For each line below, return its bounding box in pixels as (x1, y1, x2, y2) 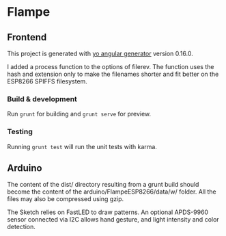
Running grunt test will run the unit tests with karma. (7, 142, 157, 150)
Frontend (7, 31, 47, 43)
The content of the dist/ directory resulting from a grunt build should (7, 181, 199, 189)
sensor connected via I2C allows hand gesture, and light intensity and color (7, 215, 220, 224)
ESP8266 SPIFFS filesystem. (7, 77, 87, 86)
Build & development (7, 94, 77, 103)
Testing (7, 127, 33, 137)
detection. (7, 223, 36, 231)
